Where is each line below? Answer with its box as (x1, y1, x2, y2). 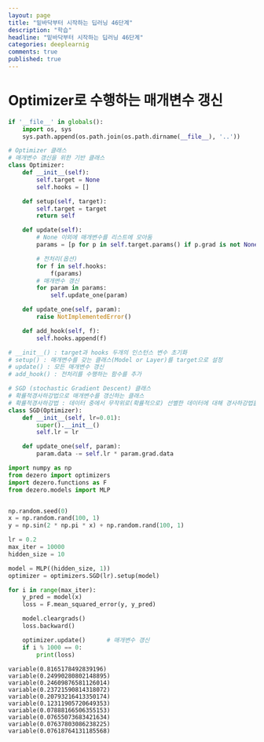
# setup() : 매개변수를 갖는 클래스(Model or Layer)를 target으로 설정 (8, 356, 223, 364)
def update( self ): (22, 226, 82, 234)
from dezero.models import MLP (8, 486, 111, 494)
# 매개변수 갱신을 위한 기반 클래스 (8, 154, 105, 162)
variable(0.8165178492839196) (8, 665, 108, 673)
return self (36, 212, 76, 220)
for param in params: (36, 284, 108, 292)
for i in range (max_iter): (8, 586, 97, 594)
